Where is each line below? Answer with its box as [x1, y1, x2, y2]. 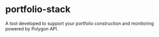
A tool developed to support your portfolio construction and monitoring [5, 20, 154, 26]
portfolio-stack [5, 4, 71, 15]
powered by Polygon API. [5, 25, 59, 31]
